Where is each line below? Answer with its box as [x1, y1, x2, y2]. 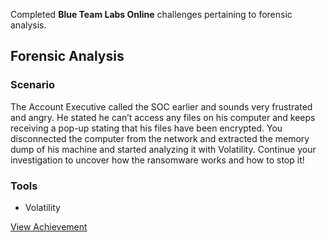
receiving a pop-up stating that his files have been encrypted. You [10, 122, 283, 134]
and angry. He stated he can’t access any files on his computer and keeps [10, 111, 316, 123]
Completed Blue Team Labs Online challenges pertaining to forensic [10, 9, 293, 20]
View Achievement [10, 220, 88, 233]
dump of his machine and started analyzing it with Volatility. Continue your [10, 143, 317, 155]
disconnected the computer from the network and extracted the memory [10, 132, 310, 144]
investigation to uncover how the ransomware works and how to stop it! [10, 154, 305, 166]
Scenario [10, 78, 55, 92]
